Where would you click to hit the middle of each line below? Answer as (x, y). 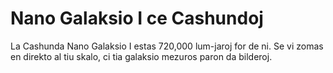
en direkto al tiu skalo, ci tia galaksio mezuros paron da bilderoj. (141, 56)
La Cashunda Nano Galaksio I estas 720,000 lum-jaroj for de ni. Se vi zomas (167, 46)
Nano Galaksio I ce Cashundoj (137, 18)
